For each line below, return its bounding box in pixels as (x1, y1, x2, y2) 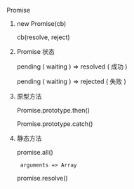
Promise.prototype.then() (16, 106, 91, 114)
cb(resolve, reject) (16, 33, 71, 41)
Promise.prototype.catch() (16, 120, 93, 128)
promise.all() (16, 148, 53, 156)
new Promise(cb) (16, 20, 67, 27)
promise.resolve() (16, 174, 68, 182)
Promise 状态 (16, 48, 55, 55)
